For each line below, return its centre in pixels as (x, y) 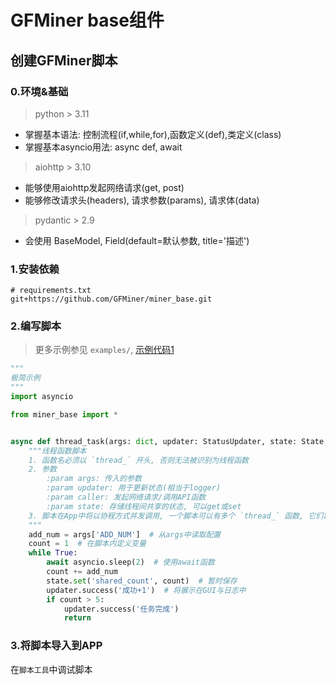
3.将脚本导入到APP (56, 646)
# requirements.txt (51, 291)
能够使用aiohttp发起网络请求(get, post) (104, 187)
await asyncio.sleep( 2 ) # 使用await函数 (130, 562)
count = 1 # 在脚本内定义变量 (87, 544)
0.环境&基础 (39, 91)
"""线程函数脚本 (57, 451)
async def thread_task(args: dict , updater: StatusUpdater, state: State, (169, 441)
